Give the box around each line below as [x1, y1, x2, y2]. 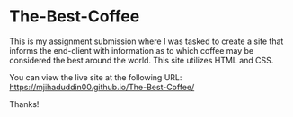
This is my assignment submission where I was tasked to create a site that [9, 36, 284, 46]
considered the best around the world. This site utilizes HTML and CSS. [9, 54, 274, 65]
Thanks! [9, 98, 40, 109]
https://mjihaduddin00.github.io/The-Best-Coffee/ [9, 81, 195, 92]
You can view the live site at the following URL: [9, 71, 182, 82]
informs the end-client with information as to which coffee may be [9, 45, 254, 55]
